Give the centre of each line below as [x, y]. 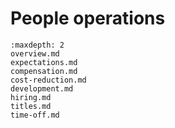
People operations [88, 18]
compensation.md [44, 71]
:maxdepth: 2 [37, 45]
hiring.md [31, 97]
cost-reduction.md [48, 80]
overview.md [35, 53]
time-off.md [35, 115]
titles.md [31, 106]
